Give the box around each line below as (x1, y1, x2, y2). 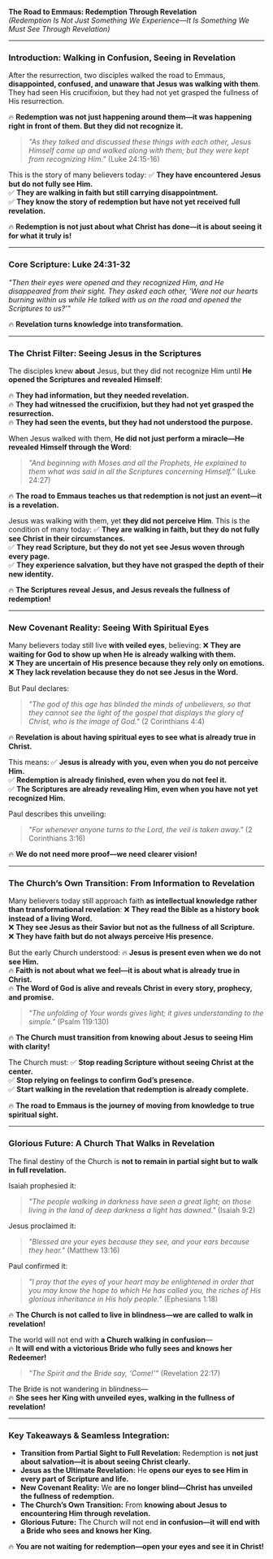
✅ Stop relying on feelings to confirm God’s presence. (8, 1075, 195, 1085)
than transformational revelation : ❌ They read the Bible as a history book (8, 905, 260, 914)
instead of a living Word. (8, 914, 93, 923)
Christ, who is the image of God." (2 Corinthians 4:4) (28, 717, 206, 727)
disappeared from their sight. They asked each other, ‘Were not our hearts (8, 286, 258, 296)
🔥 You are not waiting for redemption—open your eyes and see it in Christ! (8, 1542, 264, 1552)
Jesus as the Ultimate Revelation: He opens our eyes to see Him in (19, 1466, 249, 1475)
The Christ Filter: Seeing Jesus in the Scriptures (8, 347, 201, 358)
